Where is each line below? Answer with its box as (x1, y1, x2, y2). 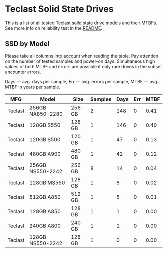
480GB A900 (29, 150, 61, 157)
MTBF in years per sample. (5, 84, 61, 90)
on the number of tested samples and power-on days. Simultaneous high (5, 58, 155, 64)
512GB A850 (29, 193, 61, 200)
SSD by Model (5, 40, 50, 48)
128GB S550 (29, 121, 61, 128)
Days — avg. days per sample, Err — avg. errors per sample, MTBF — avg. (5, 78, 159, 84)
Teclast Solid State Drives (5, 3, 114, 15)
